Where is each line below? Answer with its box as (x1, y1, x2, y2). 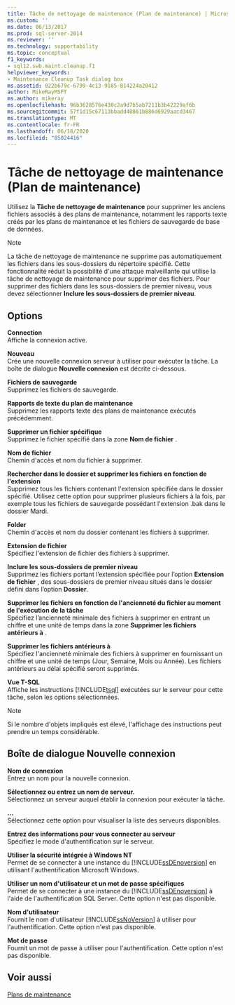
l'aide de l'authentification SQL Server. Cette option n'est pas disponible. (7, 894, 217, 903)
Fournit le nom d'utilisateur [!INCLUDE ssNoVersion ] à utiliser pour (7, 915, 197, 924)
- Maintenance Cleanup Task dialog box (7, 75, 124, 83)
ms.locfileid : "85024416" (7, 134, 83, 141)
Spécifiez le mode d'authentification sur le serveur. (7, 837, 155, 846)
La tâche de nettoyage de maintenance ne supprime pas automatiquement (7, 252, 222, 260)
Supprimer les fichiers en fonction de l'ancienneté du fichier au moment (7, 599, 222, 607)
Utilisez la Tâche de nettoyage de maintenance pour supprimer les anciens (7, 203, 226, 211)
